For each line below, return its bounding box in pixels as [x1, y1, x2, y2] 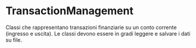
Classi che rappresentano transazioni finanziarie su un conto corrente [5, 24, 177, 31]
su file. [5, 36, 22, 43]
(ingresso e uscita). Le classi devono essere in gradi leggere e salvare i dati [5, 30, 191, 37]
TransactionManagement [5, 4, 133, 18]
